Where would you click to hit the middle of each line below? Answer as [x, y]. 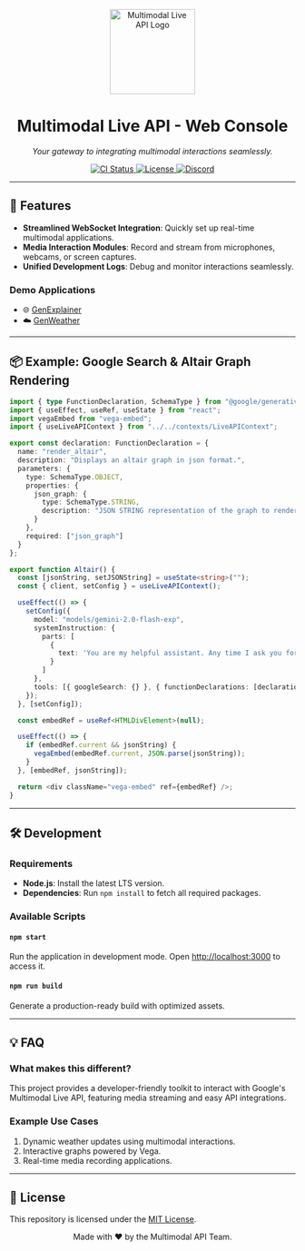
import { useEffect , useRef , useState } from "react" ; [115, 410]
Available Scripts [48, 917]
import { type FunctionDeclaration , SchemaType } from [115, 401]
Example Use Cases [54, 1121]
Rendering [39, 381]
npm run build [36, 986]
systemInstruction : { [74, 628]
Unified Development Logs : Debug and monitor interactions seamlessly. [158, 266]
